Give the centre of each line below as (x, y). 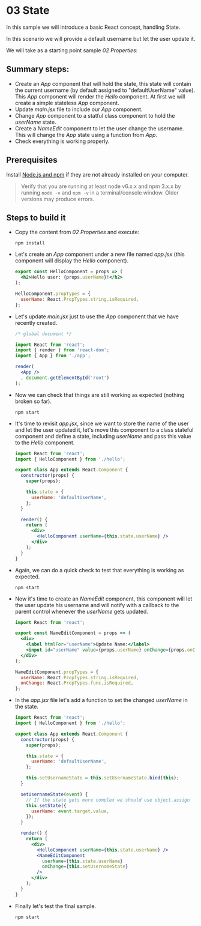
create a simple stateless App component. (67, 103)
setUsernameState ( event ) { (54, 794)
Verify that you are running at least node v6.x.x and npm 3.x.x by (101, 186)
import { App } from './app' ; (53, 356)
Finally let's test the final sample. (55, 906)
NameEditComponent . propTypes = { (57, 672)
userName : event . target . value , (70, 811)
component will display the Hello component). (72, 261)
